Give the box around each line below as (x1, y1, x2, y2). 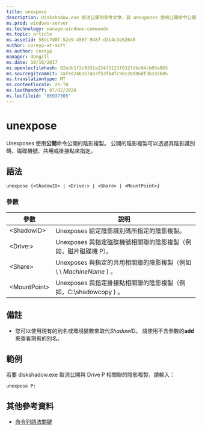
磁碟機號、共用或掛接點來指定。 (16, 147, 96, 154)
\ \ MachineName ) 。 (55, 267, 117, 275)
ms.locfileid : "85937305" (6, 93, 71, 99)
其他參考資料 (6, 401, 54, 411)
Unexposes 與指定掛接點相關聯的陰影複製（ (55, 278, 180, 287)
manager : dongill (6, 54, 50, 60)
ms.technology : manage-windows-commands (6, 25, 109, 32)
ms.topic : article (6, 31, 52, 37)
